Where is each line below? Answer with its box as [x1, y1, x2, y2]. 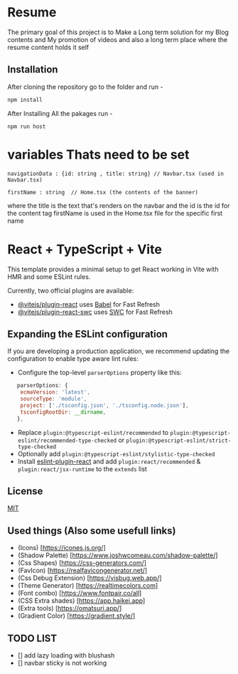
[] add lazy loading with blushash [17, 651, 115, 659]
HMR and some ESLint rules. [7, 272, 91, 281]
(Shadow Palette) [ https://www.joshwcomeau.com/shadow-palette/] [17, 551, 218, 559]
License [7, 485, 43, 497]
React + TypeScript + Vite [7, 241, 162, 257]
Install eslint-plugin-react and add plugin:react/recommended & [17, 457, 201, 465]
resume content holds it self [7, 43, 90, 51]
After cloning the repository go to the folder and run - [7, 83, 163, 91]
